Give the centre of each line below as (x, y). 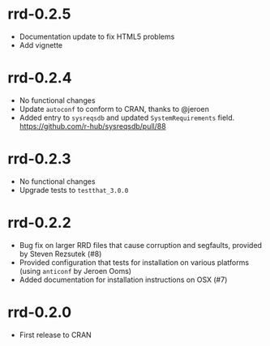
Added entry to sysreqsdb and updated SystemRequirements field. (127, 117)
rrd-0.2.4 (40, 78)
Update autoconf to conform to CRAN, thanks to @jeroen (114, 109)
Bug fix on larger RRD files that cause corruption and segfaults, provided (141, 245)
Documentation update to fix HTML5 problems (97, 36)
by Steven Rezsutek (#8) (60, 254)
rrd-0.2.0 (40, 312)
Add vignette (41, 45)
